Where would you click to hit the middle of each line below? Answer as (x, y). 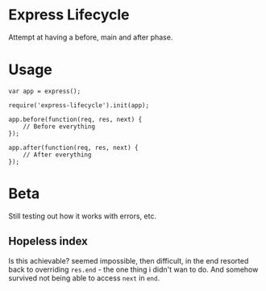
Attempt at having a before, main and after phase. (91, 37)
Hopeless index (48, 241)
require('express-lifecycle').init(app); (79, 105)
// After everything (57, 155)
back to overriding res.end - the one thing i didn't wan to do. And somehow (133, 269)
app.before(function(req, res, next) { (75, 119)
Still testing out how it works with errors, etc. (83, 216)
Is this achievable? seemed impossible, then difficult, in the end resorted (129, 260)
